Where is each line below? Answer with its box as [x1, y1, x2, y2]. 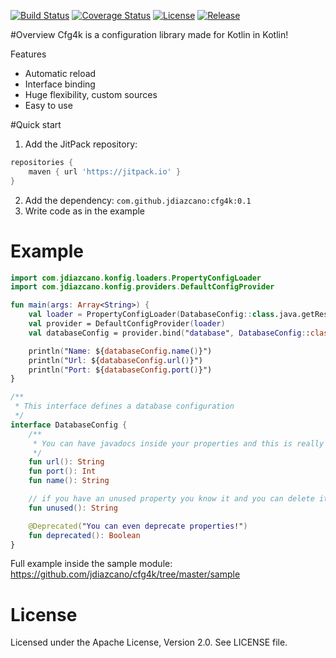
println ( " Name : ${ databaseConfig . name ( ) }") [28, 346, 213, 356]
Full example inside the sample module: [10, 558, 173, 570]
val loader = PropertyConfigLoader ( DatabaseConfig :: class [28, 310, 275, 320]
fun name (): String [28, 476, 110, 486]
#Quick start [10, 119, 62, 130]
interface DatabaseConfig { [10, 420, 128, 430]
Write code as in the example [24, 205, 146, 217]
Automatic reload [24, 68, 97, 79]
